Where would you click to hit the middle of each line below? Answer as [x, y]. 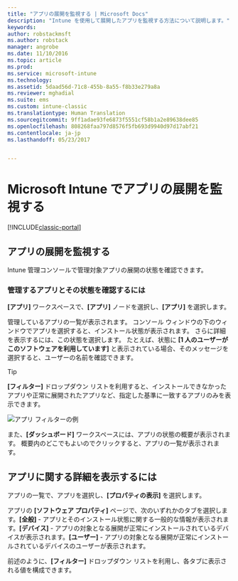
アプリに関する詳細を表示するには [82, 477]
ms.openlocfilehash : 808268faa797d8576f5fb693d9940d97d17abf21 [103, 126]
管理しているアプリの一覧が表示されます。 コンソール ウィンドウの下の [112, 322]
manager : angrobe [33, 47]
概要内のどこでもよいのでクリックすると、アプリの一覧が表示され [117, 443]
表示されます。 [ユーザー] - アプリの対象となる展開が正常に [112, 537]
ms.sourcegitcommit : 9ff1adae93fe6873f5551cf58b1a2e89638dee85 [103, 119]
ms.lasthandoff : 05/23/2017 [49, 139]
